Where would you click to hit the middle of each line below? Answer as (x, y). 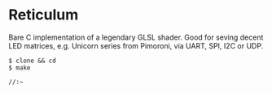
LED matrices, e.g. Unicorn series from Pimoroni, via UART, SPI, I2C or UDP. (136, 45)
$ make (20, 68)
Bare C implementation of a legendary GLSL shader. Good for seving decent (136, 37)
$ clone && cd (33, 61)
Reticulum (44, 15)
